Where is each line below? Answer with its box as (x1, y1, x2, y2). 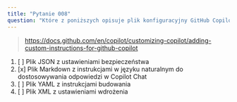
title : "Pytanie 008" (7, 10, 71, 18)
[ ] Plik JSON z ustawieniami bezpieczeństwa (17, 57, 150, 65)
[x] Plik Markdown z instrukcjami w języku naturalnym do (17, 65, 183, 73)
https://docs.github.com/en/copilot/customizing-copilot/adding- (24, 36, 212, 44)
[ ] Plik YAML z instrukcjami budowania (17, 79, 131, 88)
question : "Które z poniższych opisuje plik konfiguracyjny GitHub (7, 17, 210, 24)
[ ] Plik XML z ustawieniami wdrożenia (17, 87, 128, 96)
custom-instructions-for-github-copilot (24, 44, 138, 52)
